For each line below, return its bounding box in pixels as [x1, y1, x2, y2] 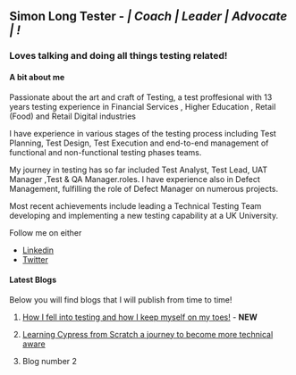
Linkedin [21, 245, 55, 255]
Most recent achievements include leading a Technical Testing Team [9, 200, 262, 211]
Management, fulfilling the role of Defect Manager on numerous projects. [9, 183, 279, 194]
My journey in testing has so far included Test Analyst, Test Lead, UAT [9, 164, 268, 175]
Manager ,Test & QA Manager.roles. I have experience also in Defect [9, 173, 261, 184]
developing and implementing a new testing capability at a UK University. [9, 210, 279, 221]
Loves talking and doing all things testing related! [9, 50, 228, 62]
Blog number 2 [21, 355, 78, 366]
